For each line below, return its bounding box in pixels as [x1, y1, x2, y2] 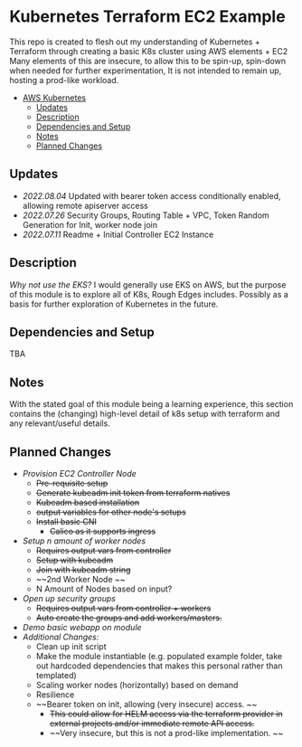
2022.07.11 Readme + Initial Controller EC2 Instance [22, 229, 214, 240]
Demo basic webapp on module [22, 622, 142, 632]
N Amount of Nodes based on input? [35, 583, 173, 594]
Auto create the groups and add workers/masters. [35, 612, 222, 623]
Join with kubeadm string [35, 564, 131, 575]
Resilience [35, 689, 75, 700]
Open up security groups [22, 593, 116, 603]
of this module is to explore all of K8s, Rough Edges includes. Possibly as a [9, 288, 289, 299]
